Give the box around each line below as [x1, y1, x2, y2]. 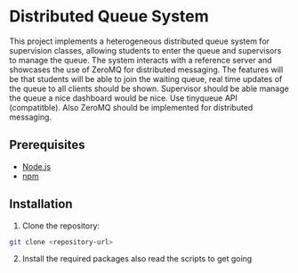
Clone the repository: [21, 220, 101, 231]
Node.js [21, 161, 52, 171]
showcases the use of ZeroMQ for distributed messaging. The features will [9, 64, 284, 75]
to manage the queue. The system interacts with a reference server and [9, 54, 272, 65]
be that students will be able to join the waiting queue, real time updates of [9, 73, 283, 84]
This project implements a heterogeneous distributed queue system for [9, 36, 270, 46]
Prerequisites [9, 137, 85, 153]
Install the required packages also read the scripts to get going [21, 253, 253, 264]
